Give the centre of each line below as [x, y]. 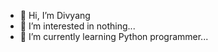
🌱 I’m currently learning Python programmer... [114, 36]
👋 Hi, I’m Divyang [55, 15]
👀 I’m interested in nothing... [77, 26]
